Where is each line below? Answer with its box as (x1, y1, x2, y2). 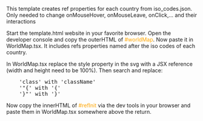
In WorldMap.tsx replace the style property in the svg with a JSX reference (6, 60, 193, 67)
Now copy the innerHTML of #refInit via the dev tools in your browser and (6, 102, 191, 109)
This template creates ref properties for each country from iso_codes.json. (6, 5, 193, 12)
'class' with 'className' (19, 78, 96, 85)
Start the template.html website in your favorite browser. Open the (6, 29, 171, 37)
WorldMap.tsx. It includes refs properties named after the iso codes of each (6, 42, 196, 49)
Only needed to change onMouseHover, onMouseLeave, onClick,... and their (6, 11, 198, 19)
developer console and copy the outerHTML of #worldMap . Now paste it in (6, 36, 194, 43)
